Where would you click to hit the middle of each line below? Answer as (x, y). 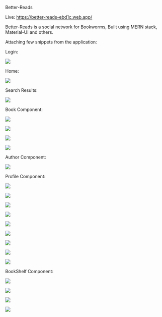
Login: (12, 52)
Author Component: (26, 157)
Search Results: (21, 90)
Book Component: (24, 110)
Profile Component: (25, 176)
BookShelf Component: (29, 271)
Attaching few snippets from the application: (51, 42)
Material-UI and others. (29, 32)
